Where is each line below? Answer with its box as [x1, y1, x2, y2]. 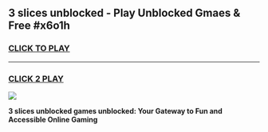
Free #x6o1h [8, 19, 70, 33]
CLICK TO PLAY [8, 43, 70, 54]
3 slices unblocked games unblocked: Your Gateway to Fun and [8, 106, 223, 115]
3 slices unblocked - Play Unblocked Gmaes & [8, 6, 241, 20]
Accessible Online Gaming [8, 114, 98, 124]
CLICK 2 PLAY [8, 73, 64, 84]
